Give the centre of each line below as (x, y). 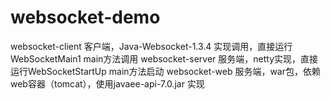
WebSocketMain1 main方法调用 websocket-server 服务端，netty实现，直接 (164, 58)
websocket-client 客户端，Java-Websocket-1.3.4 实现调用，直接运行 (151, 46)
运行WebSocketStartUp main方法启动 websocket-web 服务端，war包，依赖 (165, 71)
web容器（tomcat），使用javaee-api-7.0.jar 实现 (107, 83)
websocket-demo (85, 17)
